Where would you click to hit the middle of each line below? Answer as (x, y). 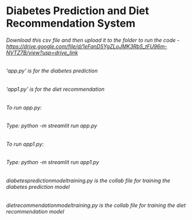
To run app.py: (24, 107)
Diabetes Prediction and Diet (78, 11)
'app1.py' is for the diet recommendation (56, 89)
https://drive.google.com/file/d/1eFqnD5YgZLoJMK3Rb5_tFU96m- (87, 46)
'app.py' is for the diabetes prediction (52, 71)
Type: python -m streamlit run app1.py (53, 162)
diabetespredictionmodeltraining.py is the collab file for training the (88, 180)
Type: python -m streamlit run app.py (52, 126)
